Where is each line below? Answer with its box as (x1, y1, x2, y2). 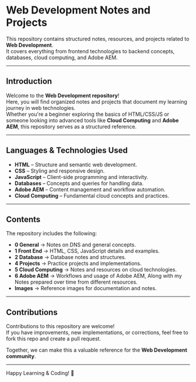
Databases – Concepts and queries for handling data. (14, 180, 144, 187)
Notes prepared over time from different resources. (14, 278, 138, 285)
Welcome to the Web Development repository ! (6, 92, 120, 99)
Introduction (6, 77, 52, 87)
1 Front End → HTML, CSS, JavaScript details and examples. (14, 247, 160, 254)
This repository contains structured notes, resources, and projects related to (6, 35, 190, 42)
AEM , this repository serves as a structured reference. (6, 123, 137, 130)
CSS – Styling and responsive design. (14, 167, 105, 174)
